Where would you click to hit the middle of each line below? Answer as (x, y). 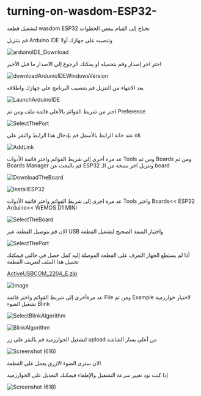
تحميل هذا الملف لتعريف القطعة (43, 261)
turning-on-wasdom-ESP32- (82, 11)
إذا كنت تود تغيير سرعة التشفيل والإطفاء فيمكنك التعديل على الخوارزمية (88, 375)
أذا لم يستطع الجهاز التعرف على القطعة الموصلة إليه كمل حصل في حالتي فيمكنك (98, 255)
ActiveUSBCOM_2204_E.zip (42, 273)
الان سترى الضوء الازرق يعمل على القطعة (54, 363)
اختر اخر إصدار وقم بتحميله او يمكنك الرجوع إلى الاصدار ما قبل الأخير (84, 64)
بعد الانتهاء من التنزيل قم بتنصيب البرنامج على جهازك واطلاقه (75, 88)
